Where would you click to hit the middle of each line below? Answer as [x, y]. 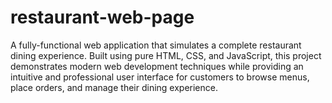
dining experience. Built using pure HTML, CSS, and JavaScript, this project [166, 55]
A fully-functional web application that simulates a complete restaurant [156, 45]
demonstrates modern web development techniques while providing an [157, 66]
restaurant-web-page [102, 17]
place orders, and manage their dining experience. [114, 87]
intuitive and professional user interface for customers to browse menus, [160, 77]
